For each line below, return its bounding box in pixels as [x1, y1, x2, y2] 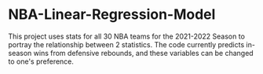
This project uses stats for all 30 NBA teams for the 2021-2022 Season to [8, 31, 246, 41]
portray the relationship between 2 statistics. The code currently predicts [8, 39, 245, 49]
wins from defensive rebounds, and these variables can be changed [33, 48, 254, 57]
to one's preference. [8, 57, 75, 66]
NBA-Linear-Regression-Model [8, 6, 216, 24]
